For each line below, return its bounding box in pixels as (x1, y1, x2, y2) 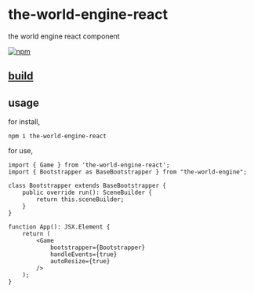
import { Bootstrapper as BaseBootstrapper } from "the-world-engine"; (8, 168, 247, 176)
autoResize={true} (49, 258, 111, 266)
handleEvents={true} (49, 251, 118, 258)
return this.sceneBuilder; (36, 196, 125, 203)
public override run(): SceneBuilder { (22, 189, 153, 197)
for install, (8, 117, 41, 126)
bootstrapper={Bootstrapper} (49, 244, 146, 252)
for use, (8, 146, 34, 156)
